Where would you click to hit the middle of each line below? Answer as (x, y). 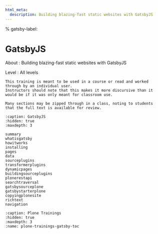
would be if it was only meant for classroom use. (59, 95)
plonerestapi (19, 178)
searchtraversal (22, 183)
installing (16, 148)
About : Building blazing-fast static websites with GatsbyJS (66, 63)
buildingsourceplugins (29, 174)
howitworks (16, 143)
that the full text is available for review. (53, 108)
